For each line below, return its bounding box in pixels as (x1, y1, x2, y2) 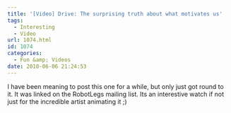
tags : (7, 17, 23, 24)
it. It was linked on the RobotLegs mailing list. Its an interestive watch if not (7, 90, 225, 98)
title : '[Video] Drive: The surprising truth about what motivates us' (7, 10, 223, 18)
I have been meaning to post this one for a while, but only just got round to (7, 82, 224, 90)
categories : (7, 50, 42, 57)
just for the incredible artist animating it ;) (7, 97, 127, 106)
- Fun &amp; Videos (13, 56, 71, 64)
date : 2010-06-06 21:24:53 (7, 63, 87, 70)
